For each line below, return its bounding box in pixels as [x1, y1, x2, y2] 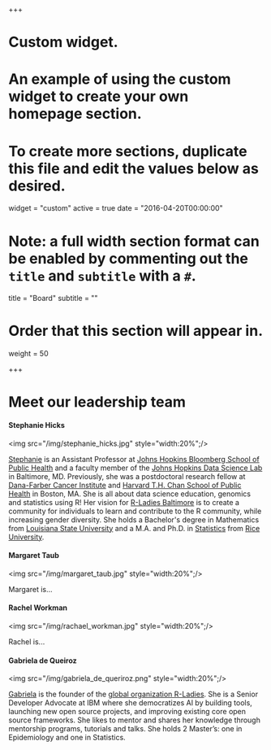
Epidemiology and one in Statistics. [8, 733, 126, 743]
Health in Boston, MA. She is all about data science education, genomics [8, 489, 252, 499]
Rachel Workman [8, 603, 67, 613]
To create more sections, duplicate [8, 142, 247, 160]
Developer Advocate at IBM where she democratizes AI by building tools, [8, 698, 253, 708]
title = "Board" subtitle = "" [8, 294, 98, 303]
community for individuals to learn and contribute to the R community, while [8, 506, 262, 516]
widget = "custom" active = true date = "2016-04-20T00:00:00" [8, 203, 223, 213]
